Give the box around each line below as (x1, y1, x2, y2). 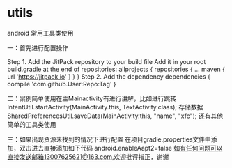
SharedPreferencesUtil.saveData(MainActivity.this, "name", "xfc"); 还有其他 (7, 112, 224, 120)
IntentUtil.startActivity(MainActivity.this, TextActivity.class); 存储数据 (7, 102, 203, 111)
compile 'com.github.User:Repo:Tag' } (7, 79, 116, 88)
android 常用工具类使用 (7, 29, 75, 37)
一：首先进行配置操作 (7, 43, 68, 52)
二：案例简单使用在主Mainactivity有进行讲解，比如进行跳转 (7, 94, 176, 102)
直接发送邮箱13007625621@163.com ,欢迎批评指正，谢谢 (7, 152, 169, 161)
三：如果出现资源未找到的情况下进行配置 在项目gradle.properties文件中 (7, 135, 211, 144)
